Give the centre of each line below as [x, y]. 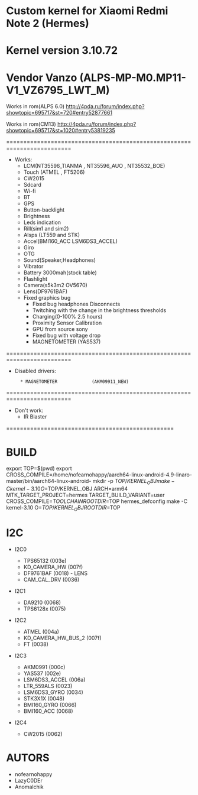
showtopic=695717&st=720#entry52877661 [59, 113]
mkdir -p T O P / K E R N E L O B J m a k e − [134, 482]
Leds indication [42, 222]
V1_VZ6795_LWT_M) [58, 90]
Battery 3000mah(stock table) [60, 272]
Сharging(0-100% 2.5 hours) [67, 317]
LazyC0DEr [29, 780]
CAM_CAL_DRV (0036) [51, 579]
